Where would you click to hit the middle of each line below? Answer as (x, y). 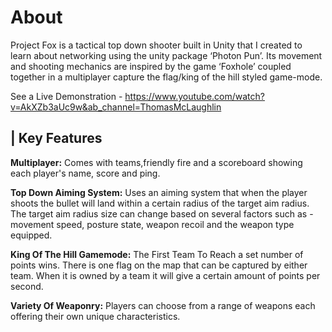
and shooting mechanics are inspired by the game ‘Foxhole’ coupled (151, 66)
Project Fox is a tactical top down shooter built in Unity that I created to (156, 45)
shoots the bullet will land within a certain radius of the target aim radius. (160, 203)
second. (27, 286)
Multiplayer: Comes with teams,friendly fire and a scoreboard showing (156, 162)
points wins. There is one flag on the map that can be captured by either (159, 265)
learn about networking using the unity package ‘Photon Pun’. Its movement (166, 55)
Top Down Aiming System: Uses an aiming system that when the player (159, 192)
